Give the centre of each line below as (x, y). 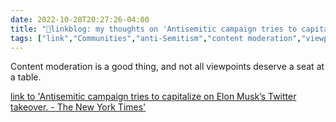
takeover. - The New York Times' (78, 107)
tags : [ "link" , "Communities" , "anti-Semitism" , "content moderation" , (156, 38)
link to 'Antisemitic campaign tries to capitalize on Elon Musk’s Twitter (153, 97)
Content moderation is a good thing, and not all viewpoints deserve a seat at (167, 67)
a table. (26, 77)
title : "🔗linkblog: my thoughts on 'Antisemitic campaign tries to (154, 29)
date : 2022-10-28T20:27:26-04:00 (80, 19)
